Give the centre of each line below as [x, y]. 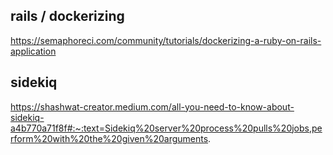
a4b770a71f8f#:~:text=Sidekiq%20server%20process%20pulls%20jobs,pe [166, 128]
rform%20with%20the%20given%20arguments [109, 138]
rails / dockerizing [67, 16]
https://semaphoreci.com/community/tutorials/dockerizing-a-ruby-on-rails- [166, 40]
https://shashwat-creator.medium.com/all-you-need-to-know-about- [152, 106]
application [33, 51]
